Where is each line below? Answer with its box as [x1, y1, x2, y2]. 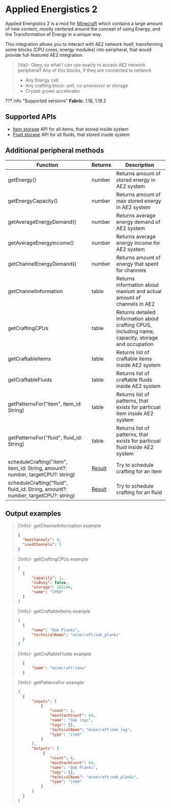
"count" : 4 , [50, 756, 75, 761]
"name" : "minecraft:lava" [31, 665, 87, 671]
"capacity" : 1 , [31, 575, 64, 580]
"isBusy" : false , [31, 580, 69, 585]
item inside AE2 [116, 410, 154, 417]
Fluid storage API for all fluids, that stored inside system [12, 131, 130, 137]
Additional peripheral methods [5, 146, 104, 155]
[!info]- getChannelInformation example [17, 523, 101, 529]
